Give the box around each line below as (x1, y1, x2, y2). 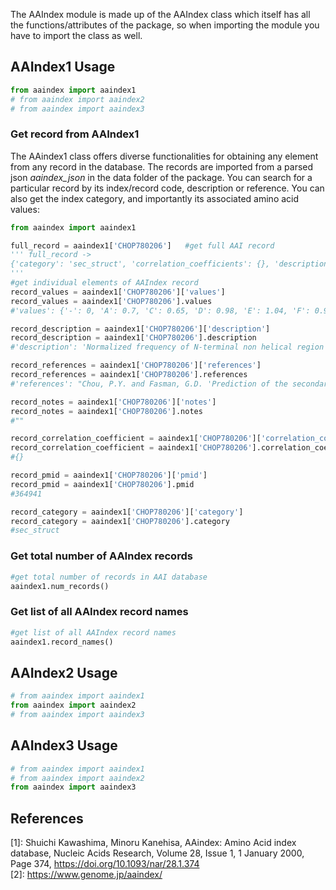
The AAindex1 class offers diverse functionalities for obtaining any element (10, 150, 319, 162)
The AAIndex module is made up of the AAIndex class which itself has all (10, 9, 311, 20)
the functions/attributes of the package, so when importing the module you (10, 19, 320, 31)
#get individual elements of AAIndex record (10, 278, 199, 288)
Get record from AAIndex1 (10, 127, 140, 141)
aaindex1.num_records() (10, 581, 110, 591)
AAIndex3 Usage (10, 737, 118, 754)
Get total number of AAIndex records (10, 549, 193, 563)
